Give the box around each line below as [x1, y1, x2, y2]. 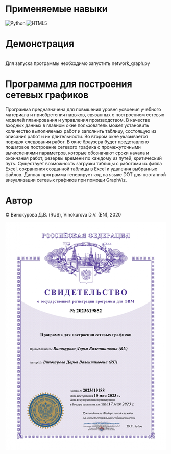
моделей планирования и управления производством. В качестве [5, 117, 151, 123]
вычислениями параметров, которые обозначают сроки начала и [5, 149, 149, 156]
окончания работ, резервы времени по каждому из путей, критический [5, 155, 162, 161]
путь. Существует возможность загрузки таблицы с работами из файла [5, 160, 162, 166]
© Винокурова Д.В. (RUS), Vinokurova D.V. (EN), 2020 [5, 211, 121, 218]
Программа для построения [5, 78, 133, 90]
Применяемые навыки [5, 3, 108, 15]
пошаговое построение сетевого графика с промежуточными [5, 144, 141, 150]
